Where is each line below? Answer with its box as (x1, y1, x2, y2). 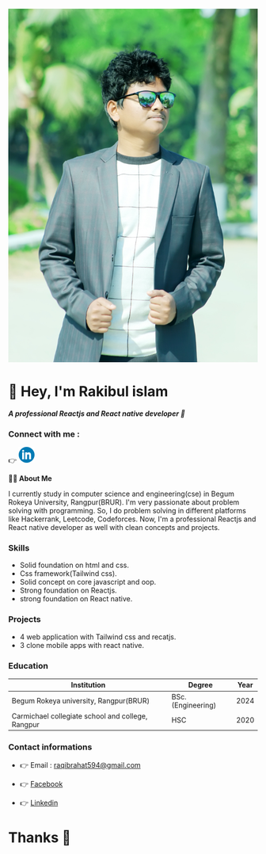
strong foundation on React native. (19, 594, 133, 604)
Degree (188, 681, 214, 690)
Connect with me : (8, 429, 81, 440)
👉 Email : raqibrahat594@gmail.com (19, 760, 141, 769)
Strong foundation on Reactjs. (19, 585, 117, 595)
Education (8, 660, 49, 671)
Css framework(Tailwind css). (19, 569, 117, 578)
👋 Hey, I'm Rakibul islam (8, 383, 169, 400)
